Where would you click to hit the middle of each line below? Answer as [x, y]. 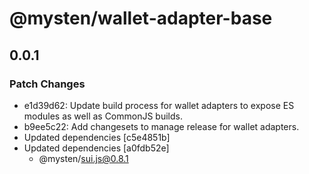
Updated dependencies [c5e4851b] [97, 137]
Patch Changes [47, 84]
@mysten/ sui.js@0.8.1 [83, 158]
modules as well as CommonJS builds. [103, 116]
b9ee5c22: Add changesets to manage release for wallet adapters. [161, 126]
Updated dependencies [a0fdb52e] [96, 148]
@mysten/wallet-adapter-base [141, 18]
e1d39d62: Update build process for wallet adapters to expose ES [159, 105]
